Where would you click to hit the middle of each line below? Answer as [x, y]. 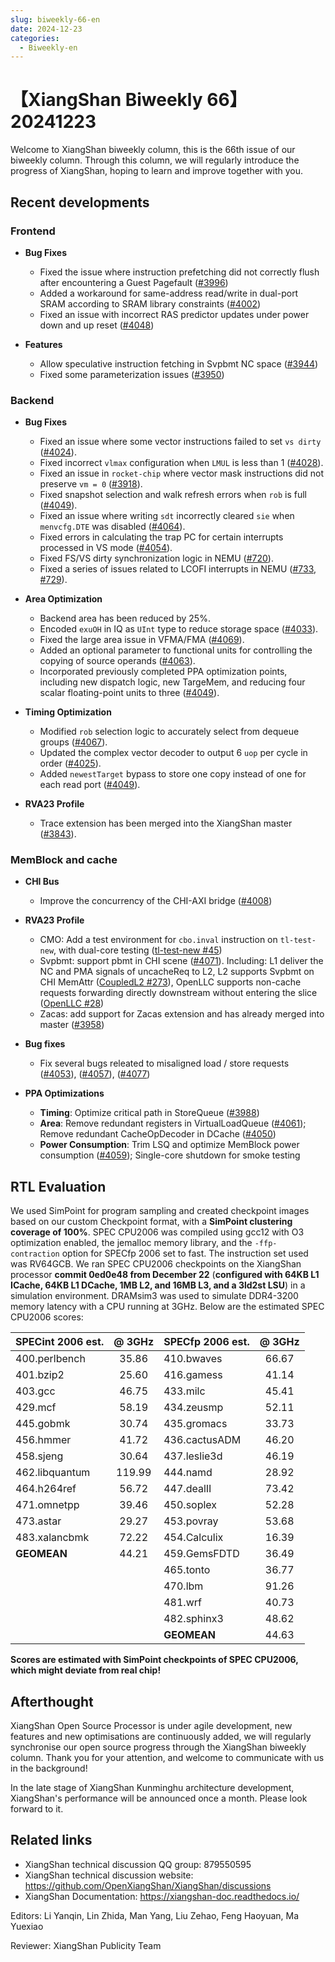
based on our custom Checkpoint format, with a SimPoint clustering [151, 1222]
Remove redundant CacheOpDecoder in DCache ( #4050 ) [158, 1134]
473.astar [38, 1521]
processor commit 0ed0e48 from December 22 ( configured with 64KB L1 [165, 1275]
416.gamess [193, 1375]
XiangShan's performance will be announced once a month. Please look [159, 1798]
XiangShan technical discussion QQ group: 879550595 [138, 1864]
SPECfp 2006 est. [206, 1342]
